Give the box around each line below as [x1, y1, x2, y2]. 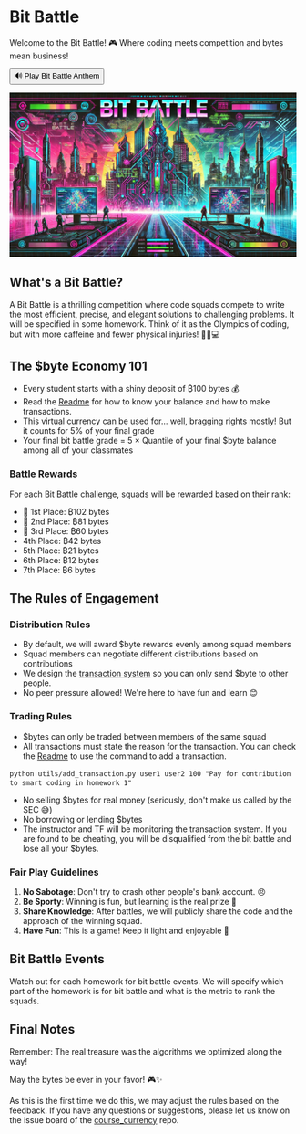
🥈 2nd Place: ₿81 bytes [22, 516, 109, 527]
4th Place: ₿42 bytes [22, 535, 102, 546]
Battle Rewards [9, 467, 78, 480]
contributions [22, 658, 73, 669]
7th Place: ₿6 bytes [22, 564, 96, 575]
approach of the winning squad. [22, 916, 143, 927]
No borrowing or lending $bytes [22, 814, 143, 824]
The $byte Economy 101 [9, 359, 148, 374]
